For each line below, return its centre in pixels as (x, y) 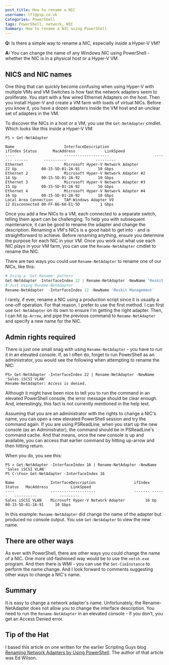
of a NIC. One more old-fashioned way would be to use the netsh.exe (77, 559)
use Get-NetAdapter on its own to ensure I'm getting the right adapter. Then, (84, 310)
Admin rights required (40, 337)
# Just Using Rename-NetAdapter (39, 285)
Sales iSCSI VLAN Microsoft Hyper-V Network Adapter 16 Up (81, 500)
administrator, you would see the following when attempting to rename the (82, 360)
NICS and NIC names (39, 74)
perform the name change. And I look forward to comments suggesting (79, 569)
